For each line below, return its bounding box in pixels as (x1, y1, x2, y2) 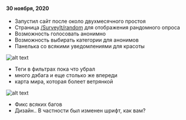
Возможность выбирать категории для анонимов (14, 36, 139, 44)
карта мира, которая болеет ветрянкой (14, 78, 113, 85)
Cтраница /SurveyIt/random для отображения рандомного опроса (14, 24, 180, 31)
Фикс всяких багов (14, 101, 63, 108)
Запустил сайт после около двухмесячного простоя (14, 18, 146, 25)
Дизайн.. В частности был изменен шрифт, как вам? (14, 107, 146, 114)
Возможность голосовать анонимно (14, 30, 106, 38)
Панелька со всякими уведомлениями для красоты (14, 43, 145, 50)
